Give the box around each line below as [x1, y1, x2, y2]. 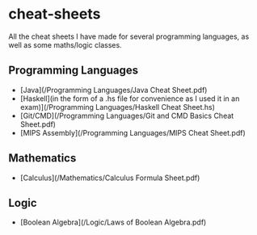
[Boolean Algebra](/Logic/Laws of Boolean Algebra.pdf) [19, 217, 207, 227]
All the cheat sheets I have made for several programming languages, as [8, 31, 250, 41]
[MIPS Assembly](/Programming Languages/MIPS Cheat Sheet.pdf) [19, 128, 246, 137]
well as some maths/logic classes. [8, 40, 123, 49]
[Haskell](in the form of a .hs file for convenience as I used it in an [19, 94, 240, 103]
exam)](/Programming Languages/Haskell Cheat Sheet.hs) [19, 102, 216, 111]
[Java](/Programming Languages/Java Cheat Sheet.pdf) [19, 85, 208, 94]
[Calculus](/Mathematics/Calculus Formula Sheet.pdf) [19, 173, 200, 183]
